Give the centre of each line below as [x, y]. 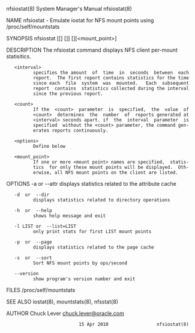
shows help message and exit [69, 216]
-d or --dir [32, 195]
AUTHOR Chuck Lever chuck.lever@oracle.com [65, 313]
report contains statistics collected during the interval [111, 88]
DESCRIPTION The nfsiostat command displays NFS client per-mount [92, 50]
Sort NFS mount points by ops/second [80, 263]
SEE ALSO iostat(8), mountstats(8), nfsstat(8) [62, 302]
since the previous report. [68, 94]
